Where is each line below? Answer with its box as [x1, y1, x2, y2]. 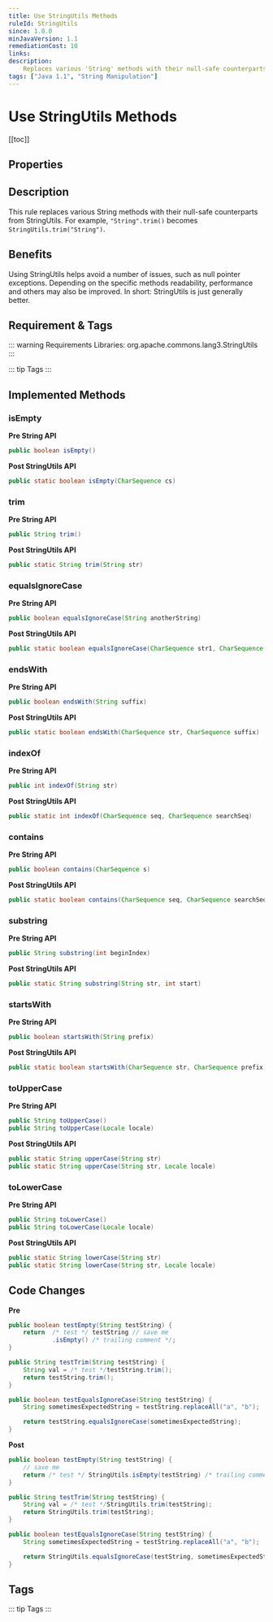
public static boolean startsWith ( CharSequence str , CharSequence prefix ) [8, 1063, 267, 1072]
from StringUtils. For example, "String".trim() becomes [8, 215, 198, 225]
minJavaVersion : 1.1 [8, 34, 79, 43]
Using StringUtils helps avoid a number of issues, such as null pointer [8, 269, 241, 279]
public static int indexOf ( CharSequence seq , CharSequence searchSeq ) [8, 812, 253, 820]
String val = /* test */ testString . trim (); [23, 1365, 173, 1373]
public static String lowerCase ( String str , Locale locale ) [8, 1261, 217, 1269]
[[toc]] [8, 134, 30, 144]
